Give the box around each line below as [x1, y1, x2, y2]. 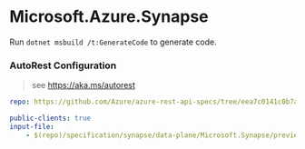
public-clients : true [9, 114, 92, 124]
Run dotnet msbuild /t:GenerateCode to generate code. [9, 36, 217, 47]
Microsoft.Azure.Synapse [9, 6, 209, 27]
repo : [9, 97, 30, 106]
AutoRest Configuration [9, 59, 117, 72]
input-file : [9, 122, 54, 131]
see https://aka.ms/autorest [31, 80, 136, 91]
